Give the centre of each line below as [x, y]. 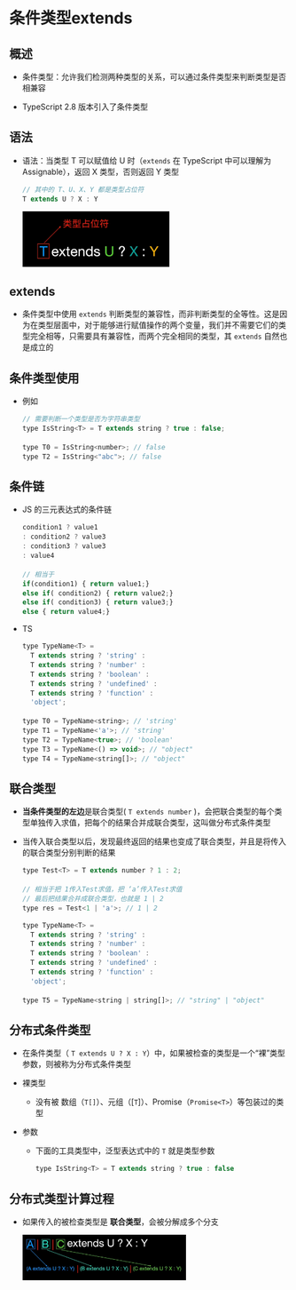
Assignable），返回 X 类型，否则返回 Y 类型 [101, 171]
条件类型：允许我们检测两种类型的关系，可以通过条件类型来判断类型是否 [154, 77]
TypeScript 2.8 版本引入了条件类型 [85, 107]
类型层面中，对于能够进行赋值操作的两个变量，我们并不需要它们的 [158, 325]
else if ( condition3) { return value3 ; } [97, 602]
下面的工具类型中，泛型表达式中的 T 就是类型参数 [125, 1151]
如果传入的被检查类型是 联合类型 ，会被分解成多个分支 [120, 1222]
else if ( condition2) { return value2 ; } [97, 593]
